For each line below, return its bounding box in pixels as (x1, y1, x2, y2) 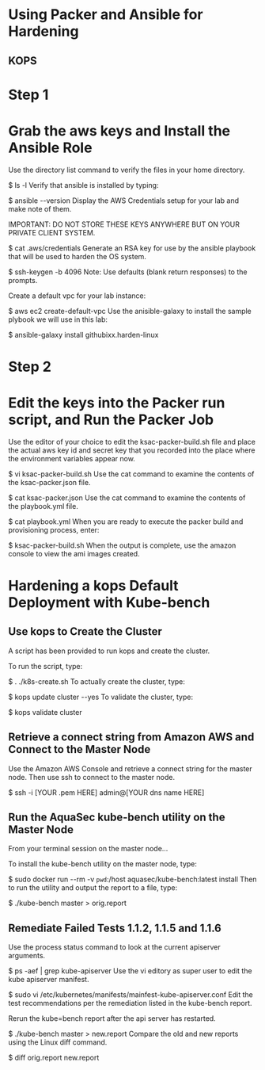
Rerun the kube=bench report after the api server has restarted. (8, 1014, 216, 1023)
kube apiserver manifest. (8, 975, 89, 984)
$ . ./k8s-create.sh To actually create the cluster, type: (8, 676, 186, 686)
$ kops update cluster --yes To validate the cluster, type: (8, 692, 194, 701)
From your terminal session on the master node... (8, 844, 168, 854)
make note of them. (8, 204, 72, 213)
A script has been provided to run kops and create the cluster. (8, 646, 210, 655)
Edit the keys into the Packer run (8, 394, 225, 412)
